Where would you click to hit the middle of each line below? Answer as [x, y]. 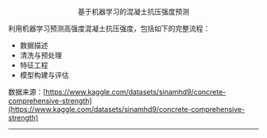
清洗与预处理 [41, 55]
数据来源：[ [27, 92]
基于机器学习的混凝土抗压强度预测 [133, 11]
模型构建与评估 [44, 75]
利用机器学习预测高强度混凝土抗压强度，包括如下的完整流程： [109, 29]
